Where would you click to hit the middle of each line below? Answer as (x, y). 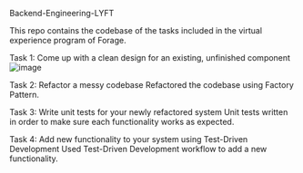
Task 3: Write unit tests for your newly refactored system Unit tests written (149, 112)
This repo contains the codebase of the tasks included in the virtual (136, 30)
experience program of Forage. (68, 40)
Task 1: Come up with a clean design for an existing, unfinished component (150, 58)
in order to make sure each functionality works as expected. (122, 122)
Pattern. (24, 95)
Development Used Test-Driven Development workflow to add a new (138, 149)
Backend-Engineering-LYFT (62, 13)
